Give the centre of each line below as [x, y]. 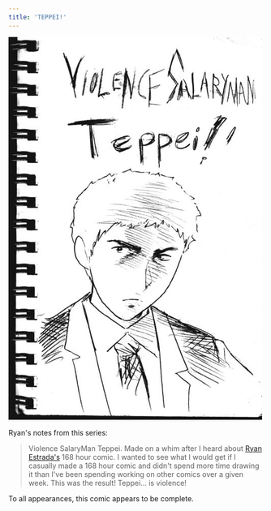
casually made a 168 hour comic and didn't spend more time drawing [144, 466]
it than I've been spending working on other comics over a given [135, 474]
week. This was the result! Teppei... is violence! [107, 483]
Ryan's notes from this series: [58, 432]
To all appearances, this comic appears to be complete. [101, 498]
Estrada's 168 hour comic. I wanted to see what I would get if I [132, 457]
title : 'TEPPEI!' [38, 17]
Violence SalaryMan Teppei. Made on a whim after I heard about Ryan [145, 448]
